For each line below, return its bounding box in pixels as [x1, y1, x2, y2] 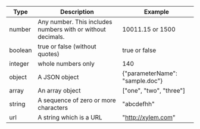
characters [37, 104, 68, 112]
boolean [9, 46, 32, 54]
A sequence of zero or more [37, 96, 116, 104]
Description [60, 8, 94, 16]
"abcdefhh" [121, 100, 155, 108]
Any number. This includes [37, 18, 112, 26]
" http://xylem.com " [121, 113, 176, 121]
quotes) [37, 50, 60, 58]
